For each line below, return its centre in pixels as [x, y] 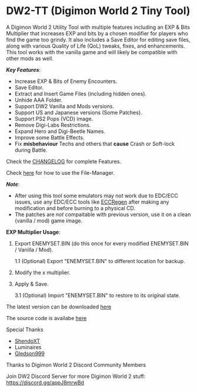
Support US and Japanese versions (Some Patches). [78, 112]
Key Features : [24, 69]
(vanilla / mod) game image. [49, 220]
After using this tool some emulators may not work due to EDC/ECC [96, 195]
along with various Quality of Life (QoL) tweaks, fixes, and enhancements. [96, 46]
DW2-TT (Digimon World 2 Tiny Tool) [98, 11]
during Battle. [31, 150]
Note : [13, 184]
